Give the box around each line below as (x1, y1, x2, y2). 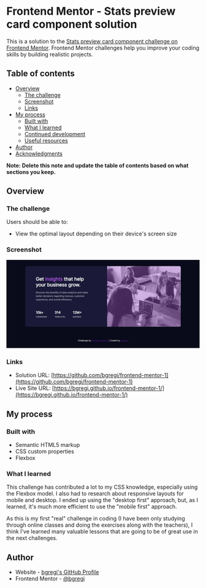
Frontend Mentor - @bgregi (15, 575, 85, 582)
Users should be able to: (6, 218, 69, 226)
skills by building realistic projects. (6, 50, 93, 58)
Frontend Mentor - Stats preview (6, 4, 176, 18)
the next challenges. (6, 535, 58, 542)
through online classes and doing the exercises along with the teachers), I (6, 521, 193, 529)
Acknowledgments (15, 150, 63, 157)
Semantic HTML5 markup (15, 441, 80, 449)
